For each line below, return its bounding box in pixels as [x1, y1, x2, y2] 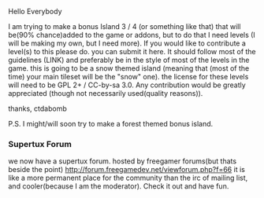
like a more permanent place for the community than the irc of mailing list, [8, 173, 248, 183]
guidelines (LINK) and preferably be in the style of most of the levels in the [8, 55, 250, 64]
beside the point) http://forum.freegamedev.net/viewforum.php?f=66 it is [8, 165, 246, 174]
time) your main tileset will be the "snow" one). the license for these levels [8, 72, 249, 81]
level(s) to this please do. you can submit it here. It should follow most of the [8, 47, 256, 56]
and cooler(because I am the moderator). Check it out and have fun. [8, 181, 229, 191]
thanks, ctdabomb [8, 104, 67, 113]
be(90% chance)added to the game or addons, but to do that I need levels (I [8, 31, 256, 39]
